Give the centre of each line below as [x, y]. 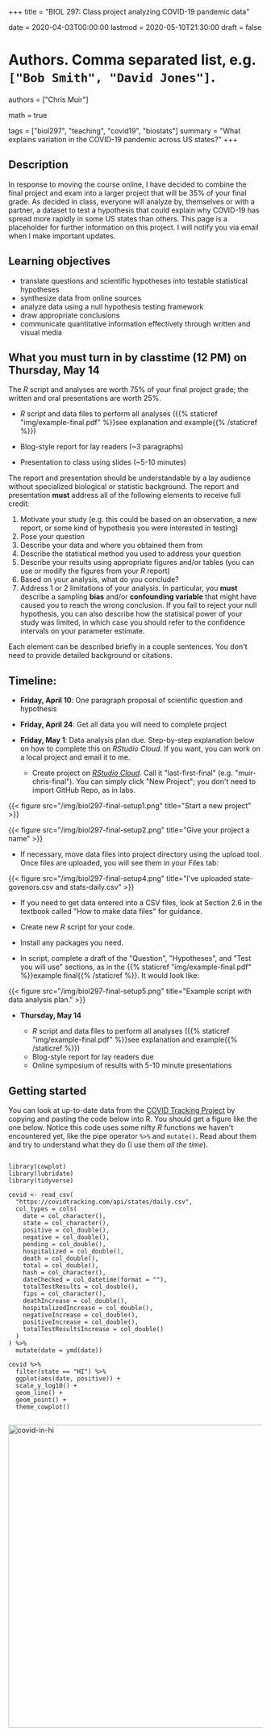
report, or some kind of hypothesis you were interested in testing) [129, 528]
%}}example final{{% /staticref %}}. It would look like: [110, 975]
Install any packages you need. [71, 943]
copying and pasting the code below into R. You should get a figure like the [133, 1119]
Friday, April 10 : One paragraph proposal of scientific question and [131, 700]
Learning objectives [60, 261]
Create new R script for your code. [77, 927]
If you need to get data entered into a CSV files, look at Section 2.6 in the [141, 903]
